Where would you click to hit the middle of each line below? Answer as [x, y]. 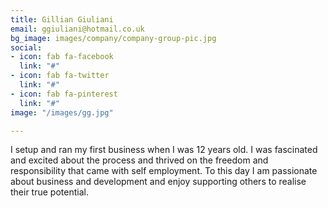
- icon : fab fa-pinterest [64, 94]
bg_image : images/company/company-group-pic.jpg [113, 38]
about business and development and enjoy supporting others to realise [158, 182]
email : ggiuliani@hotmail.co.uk [77, 29]
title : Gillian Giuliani [62, 19]
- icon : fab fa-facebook [62, 57]
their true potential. [49, 192]
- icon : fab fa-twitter [60, 76]
